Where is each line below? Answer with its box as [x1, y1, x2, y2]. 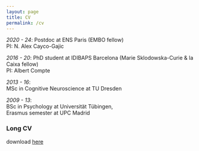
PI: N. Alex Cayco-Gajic [6, 43, 64, 50]
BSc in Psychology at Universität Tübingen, [6, 103, 113, 110]
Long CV [6, 124, 32, 132]
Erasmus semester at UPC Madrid [6, 109, 90, 117]
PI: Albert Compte [6, 67, 51, 74]
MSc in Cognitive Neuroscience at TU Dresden [6, 85, 122, 92]
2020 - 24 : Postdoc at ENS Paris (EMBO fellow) [6, 37, 124, 44]
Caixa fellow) [6, 61, 39, 68]
